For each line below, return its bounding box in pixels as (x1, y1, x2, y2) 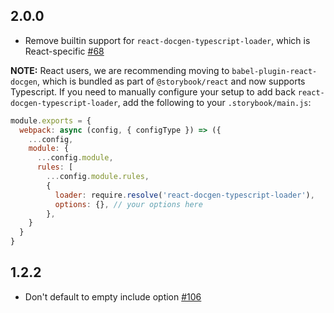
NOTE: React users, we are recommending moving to (10, 64, 230, 76)
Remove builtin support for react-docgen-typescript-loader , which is (24, 34, 311, 46)
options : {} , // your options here (54, 199, 203, 209)
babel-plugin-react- (231, 66, 318, 76)
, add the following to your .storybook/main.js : (117, 96, 312, 108)
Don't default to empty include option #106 (24, 290, 202, 303)
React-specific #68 (24, 45, 105, 57)
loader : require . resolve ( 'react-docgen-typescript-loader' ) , (54, 190, 315, 200)
